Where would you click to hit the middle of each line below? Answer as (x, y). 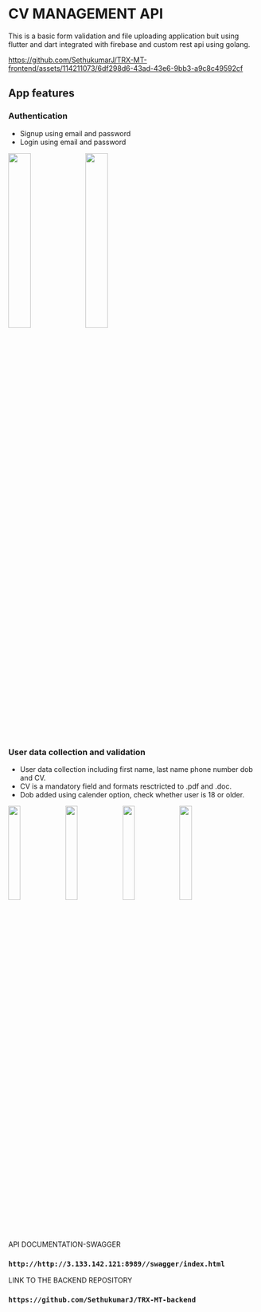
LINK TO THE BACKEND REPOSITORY (70, 1280)
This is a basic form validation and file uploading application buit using (124, 36)
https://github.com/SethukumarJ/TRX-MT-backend (102, 1300)
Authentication (38, 116)
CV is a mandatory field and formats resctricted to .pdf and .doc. (126, 786)
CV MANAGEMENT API (86, 14)
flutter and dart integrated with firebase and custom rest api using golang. (129, 44)
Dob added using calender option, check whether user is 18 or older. (132, 794)
